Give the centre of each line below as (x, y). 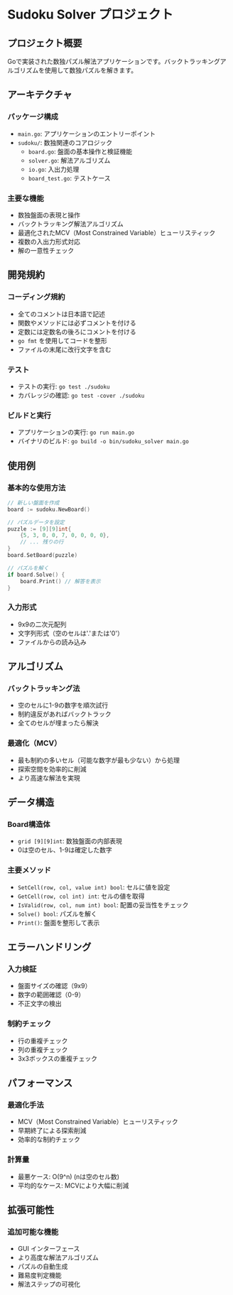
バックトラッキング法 (44, 688)
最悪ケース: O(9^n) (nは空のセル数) (68, 1176)
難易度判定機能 (39, 1275)
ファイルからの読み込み (52, 642)
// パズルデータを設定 (36, 522)
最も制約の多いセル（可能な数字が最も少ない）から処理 (98, 760)
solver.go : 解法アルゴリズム (69, 160)
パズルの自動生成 (43, 1267)
